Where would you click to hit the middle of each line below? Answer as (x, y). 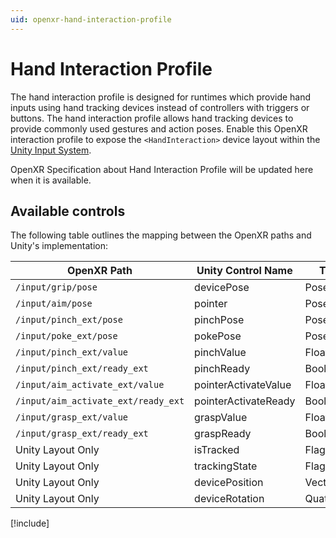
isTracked (217, 450)
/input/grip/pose (56, 287)
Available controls (68, 211)
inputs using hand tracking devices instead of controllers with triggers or (160, 107)
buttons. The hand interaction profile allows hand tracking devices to (152, 118)
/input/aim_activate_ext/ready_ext (100, 401)
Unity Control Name (244, 271)
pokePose (218, 336)
